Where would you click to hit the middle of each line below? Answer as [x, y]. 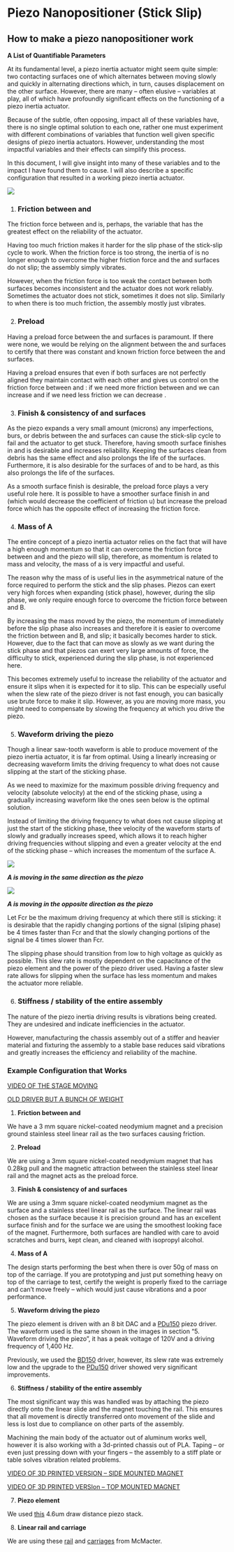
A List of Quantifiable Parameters [57, 55]
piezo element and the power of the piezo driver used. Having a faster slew [115, 968]
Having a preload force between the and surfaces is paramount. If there [110, 336]
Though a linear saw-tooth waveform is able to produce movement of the [113, 749]
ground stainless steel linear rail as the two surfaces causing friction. [107, 1134]
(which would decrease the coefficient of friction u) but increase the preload [117, 501]
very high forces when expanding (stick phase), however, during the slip [111, 593]
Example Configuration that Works [67, 1070]
